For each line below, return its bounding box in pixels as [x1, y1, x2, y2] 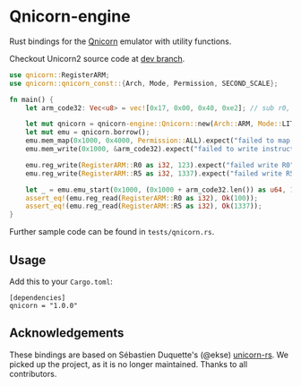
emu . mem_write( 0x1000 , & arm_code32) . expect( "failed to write [25, 145, 258, 154]
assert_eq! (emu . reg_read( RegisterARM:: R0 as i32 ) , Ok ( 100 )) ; [25, 193, 259, 202]
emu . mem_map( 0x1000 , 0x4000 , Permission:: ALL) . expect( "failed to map [25, 136, 291, 145]
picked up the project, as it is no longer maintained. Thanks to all [9, 358, 248, 369]
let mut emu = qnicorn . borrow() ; [25, 128, 150, 137]
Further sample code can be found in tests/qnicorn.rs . [9, 227, 215, 237]
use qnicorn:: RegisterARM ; [9, 70, 110, 80]
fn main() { [9, 95, 54, 104]
